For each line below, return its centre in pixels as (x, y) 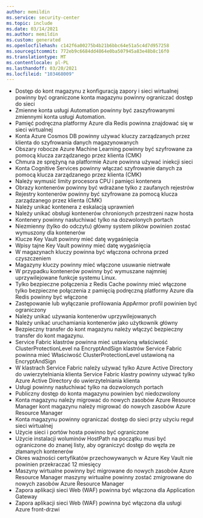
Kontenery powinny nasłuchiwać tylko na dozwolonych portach (94, 220)
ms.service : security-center (43, 18)
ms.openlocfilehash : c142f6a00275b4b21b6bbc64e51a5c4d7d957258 (88, 46)
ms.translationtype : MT (36, 57)
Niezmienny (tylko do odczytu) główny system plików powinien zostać (103, 226)
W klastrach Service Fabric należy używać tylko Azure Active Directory (104, 368)
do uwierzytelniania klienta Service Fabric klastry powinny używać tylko (105, 374)
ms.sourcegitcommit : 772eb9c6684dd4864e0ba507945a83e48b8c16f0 (88, 51)
